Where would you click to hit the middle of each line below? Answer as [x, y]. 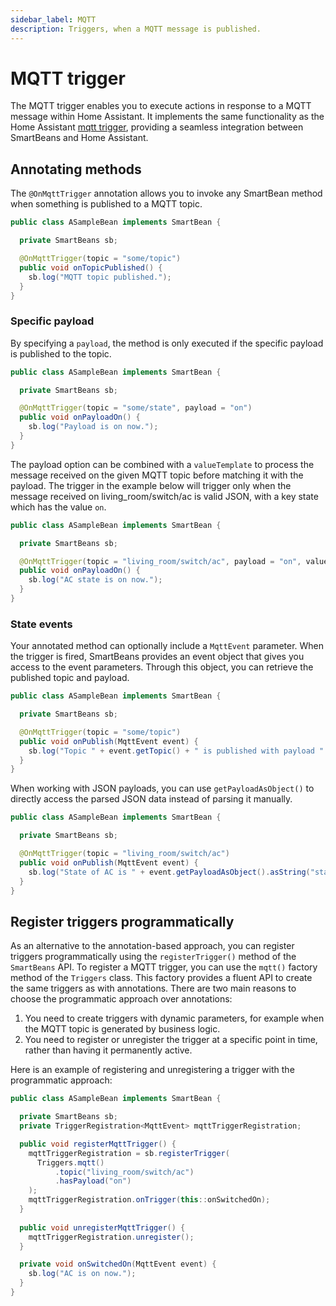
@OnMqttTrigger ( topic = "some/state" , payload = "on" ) [136, 408]
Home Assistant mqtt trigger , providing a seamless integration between [157, 127]
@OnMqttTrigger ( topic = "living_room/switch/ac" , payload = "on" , [160, 561]
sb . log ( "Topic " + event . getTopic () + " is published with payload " [176, 751]
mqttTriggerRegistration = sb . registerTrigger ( [129, 1153]
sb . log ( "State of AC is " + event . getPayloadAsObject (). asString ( [169, 872]
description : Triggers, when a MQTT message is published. [136, 29]
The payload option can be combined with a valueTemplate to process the [162, 464]
